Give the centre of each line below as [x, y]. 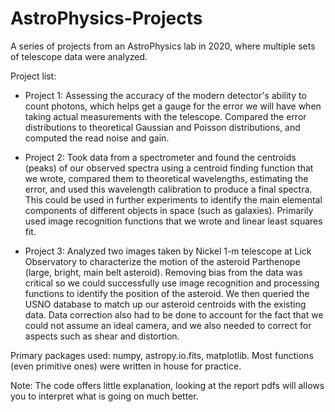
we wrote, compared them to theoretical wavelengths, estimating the [166, 178]
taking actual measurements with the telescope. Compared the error [165, 116]
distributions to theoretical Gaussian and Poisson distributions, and [162, 127]
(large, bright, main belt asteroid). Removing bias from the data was [163, 272]
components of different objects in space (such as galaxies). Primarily [169, 210]
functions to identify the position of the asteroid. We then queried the [167, 293]
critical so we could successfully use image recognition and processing [172, 283]
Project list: [33, 76]
